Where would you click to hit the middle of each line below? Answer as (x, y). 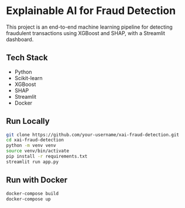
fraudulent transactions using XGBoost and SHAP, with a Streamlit (86, 33)
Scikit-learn (28, 78)
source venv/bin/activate (37, 151)
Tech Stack (27, 58)
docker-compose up (28, 199)
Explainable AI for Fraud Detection (91, 11)
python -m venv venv (31, 145)
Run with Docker (37, 180)
